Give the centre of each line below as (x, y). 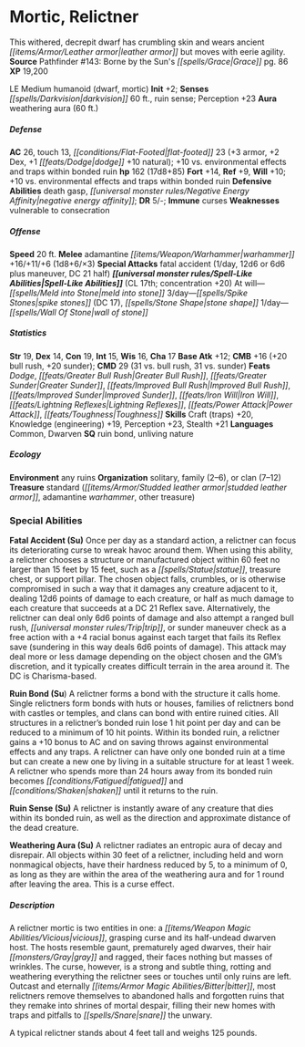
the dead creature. (44, 828)
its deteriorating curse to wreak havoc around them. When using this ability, (151, 550)
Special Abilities (46, 520)
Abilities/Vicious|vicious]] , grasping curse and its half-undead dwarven (142, 938)
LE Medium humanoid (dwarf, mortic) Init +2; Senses (109, 88)
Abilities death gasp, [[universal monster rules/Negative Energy (130, 191)
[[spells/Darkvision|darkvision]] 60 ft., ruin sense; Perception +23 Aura (143, 98)
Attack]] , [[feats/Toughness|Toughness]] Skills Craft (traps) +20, (132, 414)
